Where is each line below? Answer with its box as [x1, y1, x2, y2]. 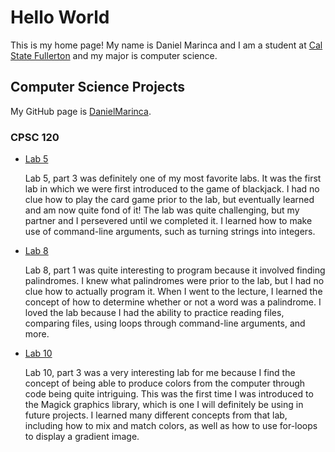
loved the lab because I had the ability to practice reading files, [24, 307, 285, 319]
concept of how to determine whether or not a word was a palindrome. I [24, 296, 322, 308]
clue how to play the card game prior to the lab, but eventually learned [24, 194, 315, 206]
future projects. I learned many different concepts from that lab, [24, 409, 288, 421]
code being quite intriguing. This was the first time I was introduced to [24, 388, 314, 400]
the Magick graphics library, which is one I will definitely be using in [24, 399, 304, 411]
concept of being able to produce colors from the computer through [24, 377, 306, 390]
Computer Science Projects [10, 79, 186, 96]
